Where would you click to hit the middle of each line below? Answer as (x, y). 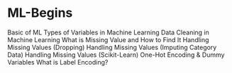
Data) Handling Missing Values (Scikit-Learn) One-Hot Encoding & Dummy (116, 55)
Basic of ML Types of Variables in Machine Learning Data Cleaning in (108, 32)
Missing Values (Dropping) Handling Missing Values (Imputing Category (112, 47)
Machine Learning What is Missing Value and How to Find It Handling (108, 39)
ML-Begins (40, 13)
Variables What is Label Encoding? (58, 62)
